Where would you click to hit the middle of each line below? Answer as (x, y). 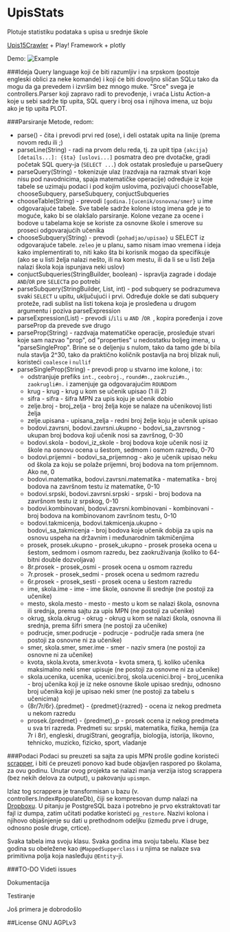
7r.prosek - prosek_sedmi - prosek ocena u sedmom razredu (113, 574)
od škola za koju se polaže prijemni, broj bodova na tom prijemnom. (123, 464)
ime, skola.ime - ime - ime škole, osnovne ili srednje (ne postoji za (120, 589)
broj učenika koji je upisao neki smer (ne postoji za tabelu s (111, 691)
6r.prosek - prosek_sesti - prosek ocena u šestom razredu (110, 581)
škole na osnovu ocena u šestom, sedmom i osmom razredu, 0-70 (121, 450)
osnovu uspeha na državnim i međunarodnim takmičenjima (111, 537)
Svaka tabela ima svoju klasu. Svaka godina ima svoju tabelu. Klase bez (108, 841)
